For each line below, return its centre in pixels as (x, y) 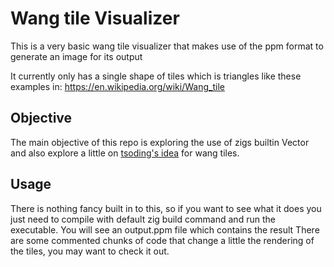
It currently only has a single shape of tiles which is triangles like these (156, 76)
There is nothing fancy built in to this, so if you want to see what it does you (166, 208)
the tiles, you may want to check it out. (90, 251)
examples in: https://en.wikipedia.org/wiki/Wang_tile (117, 86)
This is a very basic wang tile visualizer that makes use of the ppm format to (167, 46)
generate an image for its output (76, 56)
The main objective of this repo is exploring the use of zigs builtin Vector (160, 142)
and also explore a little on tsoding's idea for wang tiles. (125, 153)
